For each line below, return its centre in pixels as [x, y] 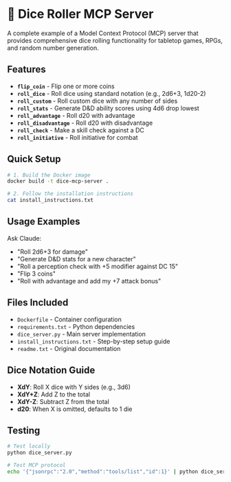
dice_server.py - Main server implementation [81, 334]
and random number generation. [53, 48]
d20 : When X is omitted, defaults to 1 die [75, 409]
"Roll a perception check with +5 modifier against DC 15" [98, 266]
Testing [24, 430]
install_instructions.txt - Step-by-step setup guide [93, 341]
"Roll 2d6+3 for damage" [52, 252]
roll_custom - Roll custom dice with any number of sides [97, 101]
